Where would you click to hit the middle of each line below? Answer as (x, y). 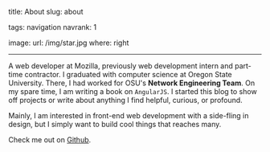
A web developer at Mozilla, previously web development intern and (121, 66)
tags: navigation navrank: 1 (53, 27)
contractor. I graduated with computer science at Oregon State (128, 74)
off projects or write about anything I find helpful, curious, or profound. (125, 100)
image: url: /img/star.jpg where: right (69, 43)
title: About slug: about (46, 12)
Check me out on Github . (50, 140)
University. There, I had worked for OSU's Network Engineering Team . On (132, 83)
